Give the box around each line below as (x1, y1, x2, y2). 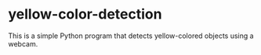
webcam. (8, 39, 38, 48)
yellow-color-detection (8, 5, 162, 23)
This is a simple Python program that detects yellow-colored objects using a (8, 31, 254, 40)
